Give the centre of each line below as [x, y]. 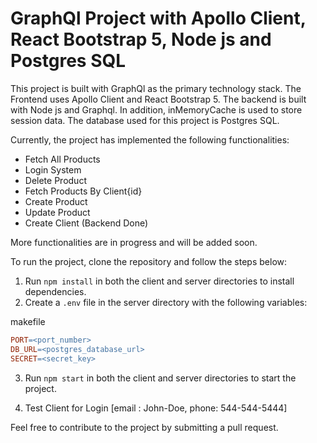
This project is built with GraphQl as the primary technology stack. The [156, 88]
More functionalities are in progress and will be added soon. [134, 242]
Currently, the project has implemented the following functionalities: [150, 139]
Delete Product [55, 180]
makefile [28, 321]
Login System [53, 169]
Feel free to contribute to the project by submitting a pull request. [144, 427]
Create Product [56, 201]
